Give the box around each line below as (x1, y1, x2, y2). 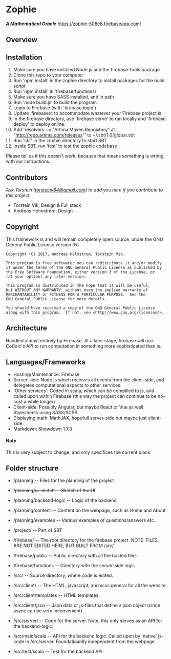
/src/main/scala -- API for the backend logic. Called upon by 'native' (13, 633, 157, 639)
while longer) (27, 399, 55, 405)
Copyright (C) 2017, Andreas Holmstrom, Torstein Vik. (6, 251, 125, 257)
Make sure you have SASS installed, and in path (13, 94, 114, 100)
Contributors (6, 173, 48, 182)
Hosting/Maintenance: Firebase (13, 371, 80, 378)
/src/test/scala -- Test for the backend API (13, 648, 103, 655)
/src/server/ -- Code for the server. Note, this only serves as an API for (13, 617, 163, 624)
